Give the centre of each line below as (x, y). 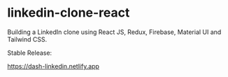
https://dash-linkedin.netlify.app (54, 66)
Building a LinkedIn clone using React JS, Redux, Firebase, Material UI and (114, 32)
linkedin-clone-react (69, 13)
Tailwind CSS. (27, 39)
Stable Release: (30, 53)
